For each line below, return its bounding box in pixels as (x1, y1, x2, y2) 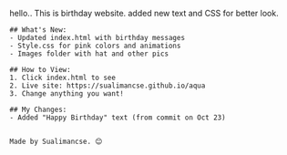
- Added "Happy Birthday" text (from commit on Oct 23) (9, 113, 226, 122)
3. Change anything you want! (9, 89, 125, 98)
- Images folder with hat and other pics (9, 49, 169, 58)
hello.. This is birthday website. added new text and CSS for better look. (9, 8, 280, 18)
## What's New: (9, 26, 67, 35)
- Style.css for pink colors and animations (9, 41, 181, 50)
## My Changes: (9, 105, 67, 114)
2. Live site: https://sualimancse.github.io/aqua (9, 81, 206, 90)
